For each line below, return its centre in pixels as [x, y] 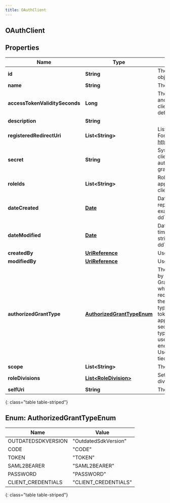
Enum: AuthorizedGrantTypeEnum [61, 418]
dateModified [25, 235]
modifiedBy [22, 261]
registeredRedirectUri [34, 135]
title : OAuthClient [26, 10]
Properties [22, 48]
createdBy [21, 253]
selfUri [16, 389]
